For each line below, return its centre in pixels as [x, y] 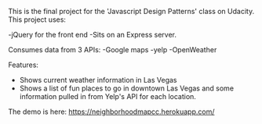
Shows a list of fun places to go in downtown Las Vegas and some [126, 88]
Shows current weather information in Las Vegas [98, 80]
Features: [24, 65]
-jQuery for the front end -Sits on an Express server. [92, 35]
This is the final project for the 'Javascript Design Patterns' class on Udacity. [131, 11]
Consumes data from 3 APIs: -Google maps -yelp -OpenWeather [113, 50]
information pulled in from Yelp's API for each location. [107, 96]
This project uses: [37, 19]
